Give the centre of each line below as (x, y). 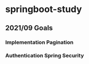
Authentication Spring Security (44, 55)
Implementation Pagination (39, 42)
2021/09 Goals (29, 28)
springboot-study (44, 9)
